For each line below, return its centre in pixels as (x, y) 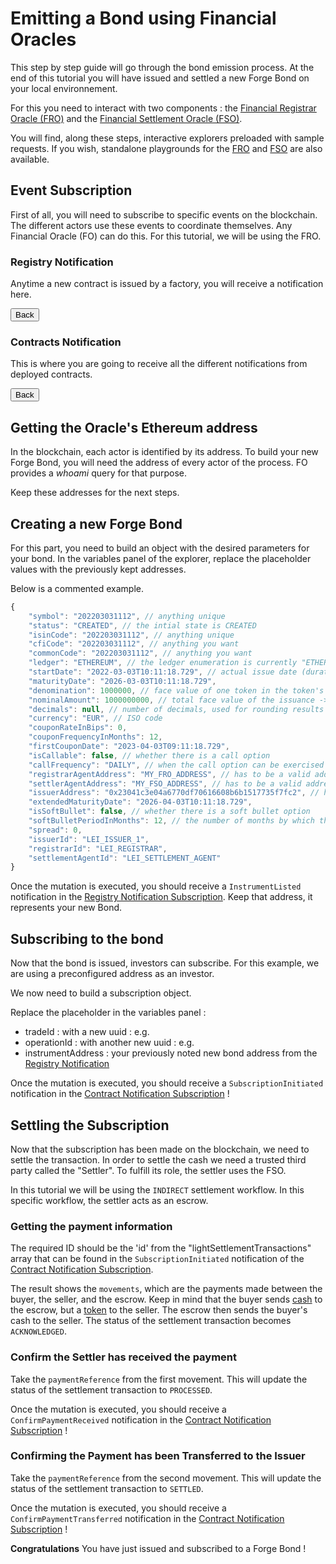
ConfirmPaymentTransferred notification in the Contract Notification (147, 1518)
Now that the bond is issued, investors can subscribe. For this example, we (165, 963)
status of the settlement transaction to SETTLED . (107, 1488)
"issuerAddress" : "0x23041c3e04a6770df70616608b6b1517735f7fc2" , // (174, 793)
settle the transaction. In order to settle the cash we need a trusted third (158, 1159)
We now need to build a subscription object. (101, 993)
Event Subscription (71, 190)
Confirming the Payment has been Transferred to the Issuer (158, 1456)
